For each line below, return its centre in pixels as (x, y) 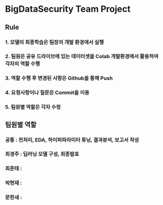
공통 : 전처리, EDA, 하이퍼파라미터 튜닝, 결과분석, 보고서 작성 (72, 140)
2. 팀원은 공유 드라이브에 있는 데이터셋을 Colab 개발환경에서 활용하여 (82, 57)
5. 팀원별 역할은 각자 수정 (33, 107)
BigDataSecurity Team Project (68, 9)
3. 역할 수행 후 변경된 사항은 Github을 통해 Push (59, 78)
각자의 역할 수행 (23, 64)
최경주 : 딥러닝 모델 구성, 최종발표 (42, 154)
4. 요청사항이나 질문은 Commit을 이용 (47, 93)
